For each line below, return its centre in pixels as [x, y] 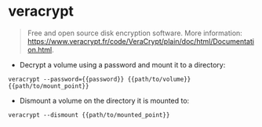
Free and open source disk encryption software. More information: [135, 33]
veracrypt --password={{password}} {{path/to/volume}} [100, 79]
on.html [40, 49]
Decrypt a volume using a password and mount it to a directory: [122, 64]
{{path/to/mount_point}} [49, 86]
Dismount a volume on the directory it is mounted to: [104, 100]
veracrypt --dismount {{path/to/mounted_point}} [89, 115]
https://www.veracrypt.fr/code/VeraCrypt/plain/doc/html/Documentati [141, 41]
